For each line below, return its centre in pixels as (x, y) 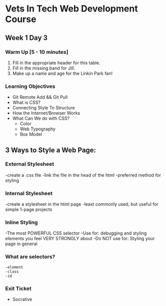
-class (12, 272)
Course (21, 19)
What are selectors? (30, 257)
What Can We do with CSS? (41, 118)
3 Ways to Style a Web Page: (51, 150)
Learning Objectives (30, 86)
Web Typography (38, 129)
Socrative (22, 300)
